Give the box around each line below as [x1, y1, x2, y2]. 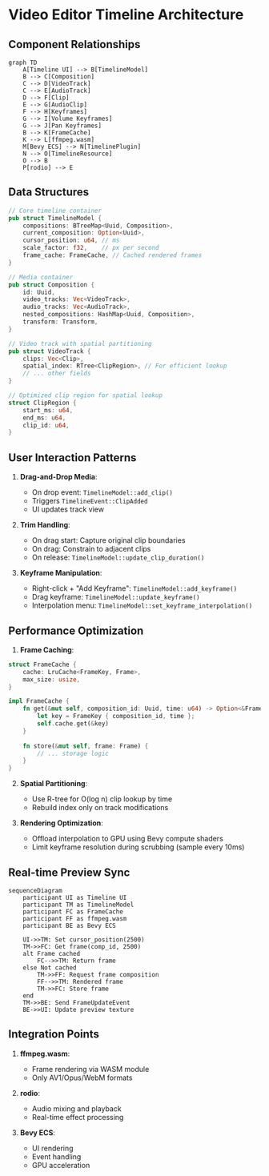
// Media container [8, 273, 74, 281]
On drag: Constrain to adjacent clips [31, 544, 151, 554]
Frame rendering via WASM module [31, 1064, 150, 1074]
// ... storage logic [37, 749, 110, 757]
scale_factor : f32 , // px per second [22, 244, 159, 252]
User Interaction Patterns [8, 451, 137, 464]
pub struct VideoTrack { [8, 347, 91, 355]
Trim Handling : [19, 520, 70, 530]
